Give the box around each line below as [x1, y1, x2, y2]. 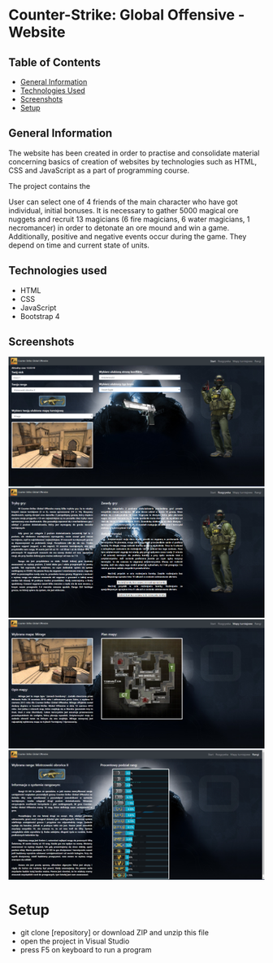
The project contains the [8, 181, 91, 190]
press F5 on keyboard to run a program [19, 944, 152, 954]
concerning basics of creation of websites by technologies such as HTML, [8, 156, 258, 166]
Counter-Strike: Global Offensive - [8, 6, 245, 24]
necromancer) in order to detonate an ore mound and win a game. [8, 222, 230, 233]
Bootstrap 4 [19, 311, 60, 321]
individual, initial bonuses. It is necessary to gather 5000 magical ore [8, 205, 239, 215]
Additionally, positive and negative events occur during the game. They [8, 231, 247, 241]
